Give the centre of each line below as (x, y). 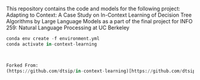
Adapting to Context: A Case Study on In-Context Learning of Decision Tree (99, 15)
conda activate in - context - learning (51, 44)
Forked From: (22, 65)
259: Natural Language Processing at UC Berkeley (68, 27)
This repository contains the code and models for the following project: (93, 9)
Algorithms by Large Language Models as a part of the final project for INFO (99, 21)
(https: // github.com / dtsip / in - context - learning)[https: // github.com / (94, 71)
